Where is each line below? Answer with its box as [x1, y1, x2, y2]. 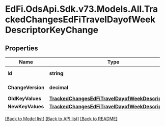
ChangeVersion [7, 84, 45, 91]
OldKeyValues [7, 95, 42, 102]
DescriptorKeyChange [5, 25, 99, 35]
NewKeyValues [7, 103, 44, 110]
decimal [49, 84, 69, 91]
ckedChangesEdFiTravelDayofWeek [5, 14, 156, 25]
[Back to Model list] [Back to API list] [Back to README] [5, 116, 118, 122]
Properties [5, 44, 38, 52]
